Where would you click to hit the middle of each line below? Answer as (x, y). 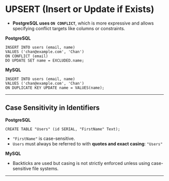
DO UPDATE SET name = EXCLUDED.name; (45, 60)
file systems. (46, 168)
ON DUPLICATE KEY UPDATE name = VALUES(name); (55, 88)
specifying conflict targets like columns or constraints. (69, 28)
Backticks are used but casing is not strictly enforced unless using (81, 163)
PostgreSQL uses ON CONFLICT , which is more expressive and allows (83, 23)
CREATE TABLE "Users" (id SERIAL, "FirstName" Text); (63, 129)
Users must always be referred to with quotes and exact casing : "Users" (88, 143)
